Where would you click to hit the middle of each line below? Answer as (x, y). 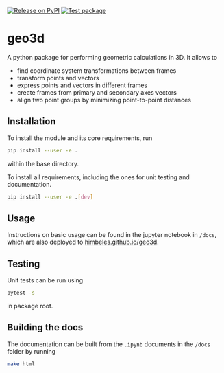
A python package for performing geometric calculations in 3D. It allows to (112, 57)
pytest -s (21, 293)
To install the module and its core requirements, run (80, 138)
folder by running (32, 351)
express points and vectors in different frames (82, 85)
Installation (32, 121)
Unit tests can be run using (45, 280)
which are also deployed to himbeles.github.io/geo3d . (83, 242)
